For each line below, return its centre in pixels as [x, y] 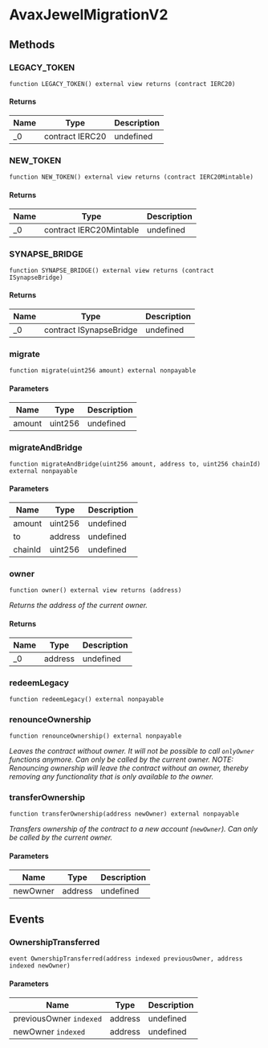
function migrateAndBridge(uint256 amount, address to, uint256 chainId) [135, 464]
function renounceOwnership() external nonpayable [95, 736]
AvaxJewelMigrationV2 [89, 15]
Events [27, 920]
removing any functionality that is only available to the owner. [112, 777]
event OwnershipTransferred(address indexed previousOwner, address [126, 959]
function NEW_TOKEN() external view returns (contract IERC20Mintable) [131, 177]
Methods [32, 45]
